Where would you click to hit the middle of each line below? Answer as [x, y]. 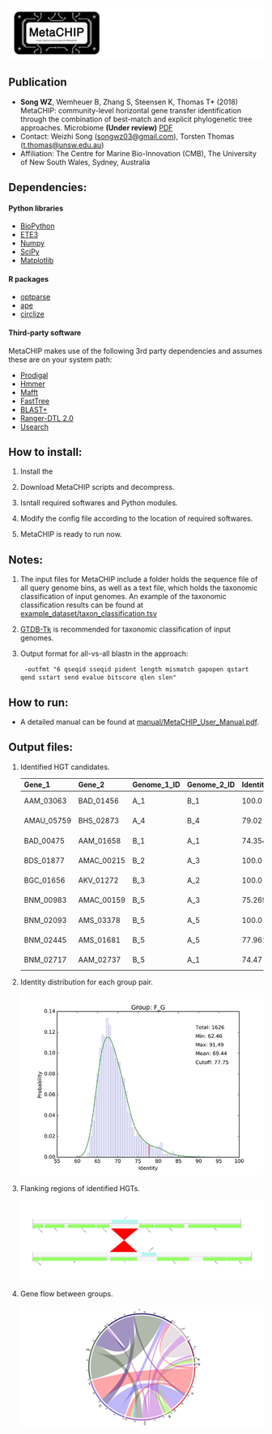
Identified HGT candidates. [65, 767]
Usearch [34, 427]
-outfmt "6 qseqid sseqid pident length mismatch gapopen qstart [136, 670]
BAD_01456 [99, 801]
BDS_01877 [44, 860]
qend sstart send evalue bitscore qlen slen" [98, 678]
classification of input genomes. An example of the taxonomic [123, 597]
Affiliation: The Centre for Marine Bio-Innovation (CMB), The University [138, 153]
